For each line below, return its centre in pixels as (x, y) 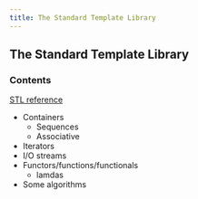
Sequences (57, 127)
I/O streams (45, 156)
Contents (30, 80)
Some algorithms (54, 185)
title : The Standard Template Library (83, 18)
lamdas (49, 175)
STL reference (36, 99)
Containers (43, 118)
